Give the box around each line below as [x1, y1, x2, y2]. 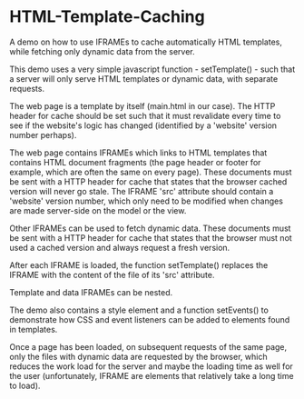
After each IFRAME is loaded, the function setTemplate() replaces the [9, 259, 269, 270]
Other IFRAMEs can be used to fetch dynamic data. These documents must [9, 223, 291, 234]
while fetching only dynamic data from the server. [9, 45, 195, 56]
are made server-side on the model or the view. [9, 204, 187, 215]
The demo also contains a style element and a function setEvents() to [9, 304, 270, 315]
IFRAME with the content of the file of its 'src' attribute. [9, 269, 215, 280]
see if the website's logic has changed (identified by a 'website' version [9, 120, 278, 131]
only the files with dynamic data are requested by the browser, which [9, 351, 268, 362]
